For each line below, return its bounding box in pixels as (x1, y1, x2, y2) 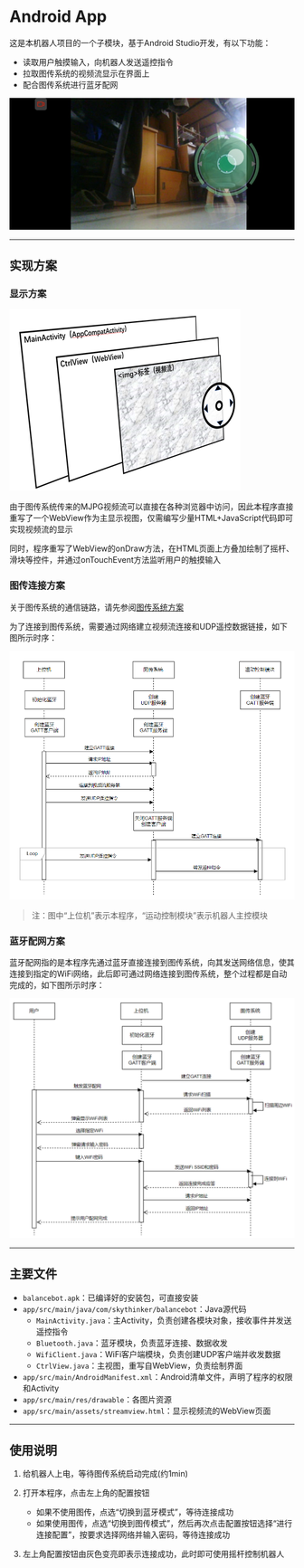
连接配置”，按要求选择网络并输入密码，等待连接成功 (35, 1529, 231, 1540)
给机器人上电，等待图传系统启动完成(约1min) (22, 1468, 188, 1479)
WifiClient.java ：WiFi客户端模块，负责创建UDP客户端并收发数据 (35, 1348, 281, 1359)
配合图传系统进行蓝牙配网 (22, 79, 119, 90)
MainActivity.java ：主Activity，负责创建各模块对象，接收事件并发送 (35, 1315, 292, 1326)
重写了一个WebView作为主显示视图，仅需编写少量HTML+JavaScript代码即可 (9, 513, 294, 524)
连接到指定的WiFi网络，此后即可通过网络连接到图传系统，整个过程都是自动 (9, 968, 288, 979)
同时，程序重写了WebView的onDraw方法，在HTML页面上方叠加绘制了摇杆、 (9, 543, 294, 554)
